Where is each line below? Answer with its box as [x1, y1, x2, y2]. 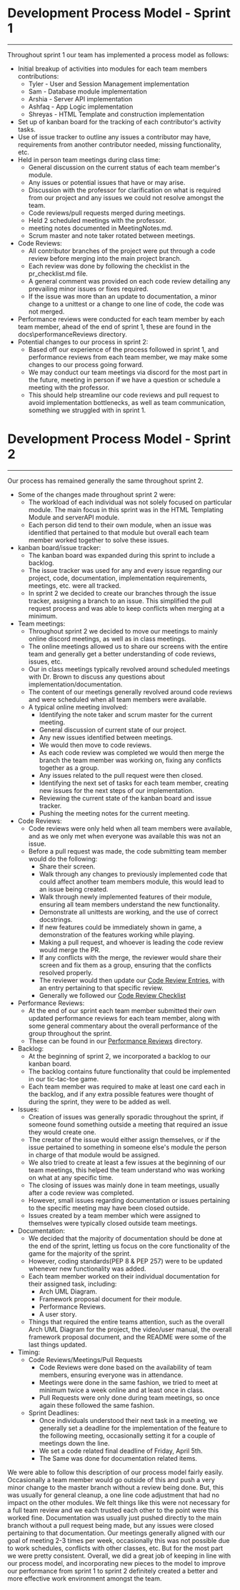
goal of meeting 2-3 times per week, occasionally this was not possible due [7, 1536, 230, 1544]
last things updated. [28, 1340, 87, 1349]
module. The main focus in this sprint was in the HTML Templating [28, 505, 224, 514]
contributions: [17, 71, 59, 80]
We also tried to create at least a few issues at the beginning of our [28, 1158, 226, 1166]
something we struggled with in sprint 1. [28, 406, 146, 414]
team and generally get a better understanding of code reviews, [28, 649, 216, 658]
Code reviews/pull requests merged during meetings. [28, 209, 186, 217]
